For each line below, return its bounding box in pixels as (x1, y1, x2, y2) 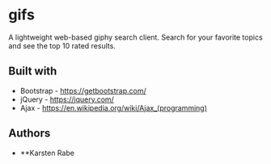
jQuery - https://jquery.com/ (19, 95, 115, 104)
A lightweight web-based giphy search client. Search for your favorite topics (8, 32, 263, 42)
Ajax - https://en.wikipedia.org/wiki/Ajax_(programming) (19, 103, 208, 112)
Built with (8, 65, 57, 78)
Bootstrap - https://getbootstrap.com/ (19, 86, 147, 95)
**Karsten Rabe (19, 148, 75, 158)
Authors (8, 127, 51, 141)
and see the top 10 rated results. (8, 40, 116, 50)
